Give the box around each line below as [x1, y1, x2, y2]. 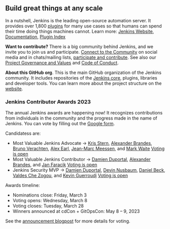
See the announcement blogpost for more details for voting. [5, 218, 130, 224]
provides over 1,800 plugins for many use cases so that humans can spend [5, 23, 162, 29]
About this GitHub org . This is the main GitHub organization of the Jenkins [5, 69, 161, 75]
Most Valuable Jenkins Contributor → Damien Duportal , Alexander [12, 157, 151, 163]
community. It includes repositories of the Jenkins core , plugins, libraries [5, 74, 157, 81]
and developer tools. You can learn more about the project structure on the [5, 80, 162, 86]
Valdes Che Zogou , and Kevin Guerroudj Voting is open [12, 172, 128, 179]
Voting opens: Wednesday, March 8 [12, 198, 88, 204]
